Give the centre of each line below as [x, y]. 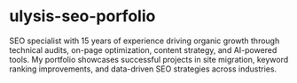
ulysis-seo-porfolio [82, 16]
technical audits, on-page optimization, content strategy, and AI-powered [143, 49]
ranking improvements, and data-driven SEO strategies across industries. [143, 69]
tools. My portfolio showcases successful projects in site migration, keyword [149, 59]
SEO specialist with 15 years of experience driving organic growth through [145, 41]
